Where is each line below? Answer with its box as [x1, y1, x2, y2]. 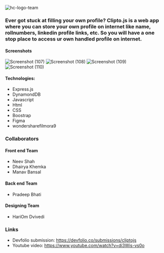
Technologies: [5, 75, 36, 81]
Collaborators [5, 135, 39, 142]
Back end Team [5, 180, 38, 186]
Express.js [12, 86, 34, 92]
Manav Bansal [12, 169, 41, 175]
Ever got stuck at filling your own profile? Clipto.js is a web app [5, 17, 160, 24]
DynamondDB [12, 91, 41, 97]
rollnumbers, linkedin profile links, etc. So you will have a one [5, 29, 155, 36]
